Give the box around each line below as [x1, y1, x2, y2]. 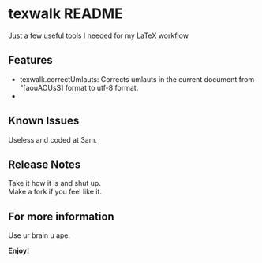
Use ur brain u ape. [8, 231, 71, 240]
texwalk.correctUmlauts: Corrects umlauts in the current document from [19, 74, 255, 83]
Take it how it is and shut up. [8, 179, 101, 188]
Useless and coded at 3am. [8, 135, 97, 144]
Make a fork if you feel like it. [8, 187, 103, 197]
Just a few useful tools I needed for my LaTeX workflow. [8, 31, 191, 40]
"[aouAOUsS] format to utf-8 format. [19, 83, 139, 92]
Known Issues [8, 114, 80, 128]
